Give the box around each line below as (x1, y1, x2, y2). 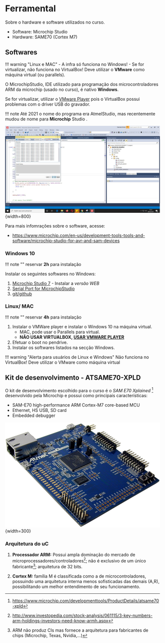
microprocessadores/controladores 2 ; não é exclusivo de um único (12, 556, 146, 563)
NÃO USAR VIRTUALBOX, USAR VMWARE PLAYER (19, 334, 124, 340)
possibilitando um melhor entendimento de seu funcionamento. (12, 584, 140, 590)
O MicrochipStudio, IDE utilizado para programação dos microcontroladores (5, 81, 159, 87)
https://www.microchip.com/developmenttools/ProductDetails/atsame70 (12, 598, 159, 604)
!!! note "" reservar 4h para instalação (5, 314, 82, 320)
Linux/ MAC (5, 303, 34, 310)
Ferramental (5, 3, 56, 14)
